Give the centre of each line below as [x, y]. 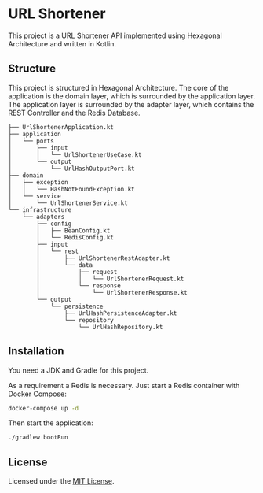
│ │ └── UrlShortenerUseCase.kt [75, 154]
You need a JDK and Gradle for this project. [79, 370]
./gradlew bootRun [38, 438]
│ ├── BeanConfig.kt [73, 230]
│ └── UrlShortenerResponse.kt [112, 292]
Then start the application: [51, 423]
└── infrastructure [40, 209]
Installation [36, 351]
